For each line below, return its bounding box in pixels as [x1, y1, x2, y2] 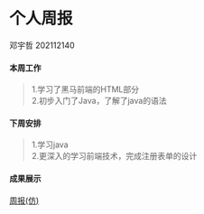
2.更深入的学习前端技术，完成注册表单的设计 [31, 151, 198, 162]
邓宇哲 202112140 [9, 40, 75, 51]
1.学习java [31, 139, 70, 150]
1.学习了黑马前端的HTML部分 [31, 84, 140, 95]
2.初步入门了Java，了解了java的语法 [31, 96, 167, 107]
